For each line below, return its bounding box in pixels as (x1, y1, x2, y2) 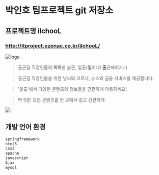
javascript (5, 156, 29, 161)
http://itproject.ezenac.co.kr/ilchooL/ (5, 42, 100, 49)
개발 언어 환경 (5, 123, 46, 132)
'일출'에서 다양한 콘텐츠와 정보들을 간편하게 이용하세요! (17, 86, 127, 92)
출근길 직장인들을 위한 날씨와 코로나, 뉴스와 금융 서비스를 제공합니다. (17, 75, 154, 81)
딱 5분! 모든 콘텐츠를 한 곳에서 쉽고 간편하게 (17, 96, 105, 103)
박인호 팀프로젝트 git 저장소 (5, 5, 114, 16)
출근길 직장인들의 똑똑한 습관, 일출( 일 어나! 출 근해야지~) (17, 64, 128, 70)
